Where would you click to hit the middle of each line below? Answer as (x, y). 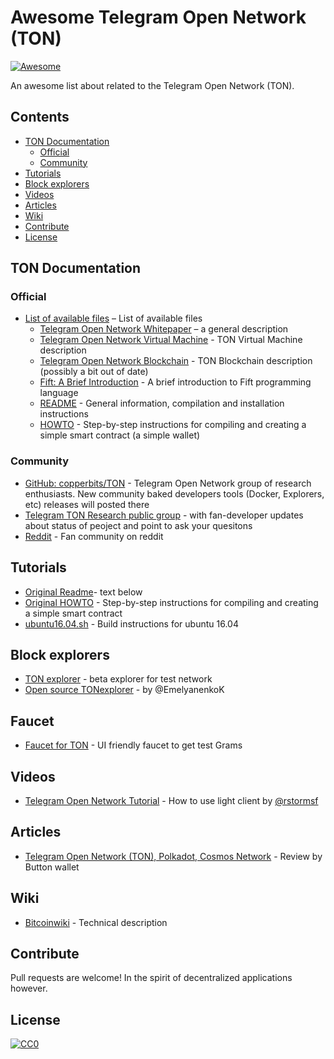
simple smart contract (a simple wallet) (120, 435)
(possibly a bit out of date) (94, 372)
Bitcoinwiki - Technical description (96, 922)
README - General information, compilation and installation (162, 403)
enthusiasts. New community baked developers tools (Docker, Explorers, (174, 493)
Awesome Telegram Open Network (158, 17)
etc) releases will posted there (87, 504)
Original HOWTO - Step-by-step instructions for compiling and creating (171, 602)
